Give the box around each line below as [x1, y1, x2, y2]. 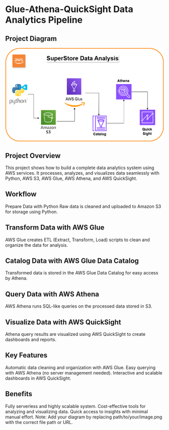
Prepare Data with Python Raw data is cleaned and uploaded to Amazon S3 [5, 203, 161, 209]
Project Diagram [5, 34, 57, 43]
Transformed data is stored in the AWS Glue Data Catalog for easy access [5, 270, 158, 276]
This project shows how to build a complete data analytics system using [5, 165, 154, 171]
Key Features [5, 351, 48, 360]
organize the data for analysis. [5, 242, 68, 248]
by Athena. [5, 275, 28, 281]
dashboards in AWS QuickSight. [5, 375, 71, 381]
